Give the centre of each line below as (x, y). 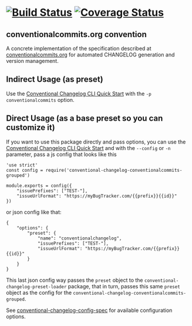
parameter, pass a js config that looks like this (61, 154)
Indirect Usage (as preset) (55, 79)
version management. (32, 61)
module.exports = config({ (39, 185)
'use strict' (22, 165)
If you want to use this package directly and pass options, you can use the (96, 142)
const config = (25, 170)
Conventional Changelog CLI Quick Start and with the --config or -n (88, 148)
